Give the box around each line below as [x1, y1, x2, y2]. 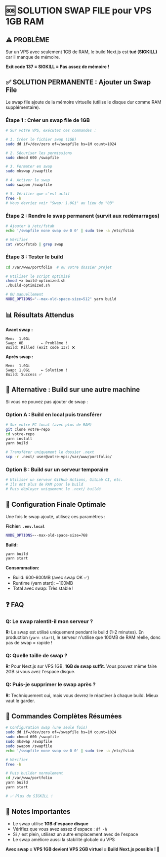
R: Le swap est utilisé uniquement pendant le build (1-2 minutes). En [5, 629, 144, 635]
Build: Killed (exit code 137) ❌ [5, 345, 75, 350]
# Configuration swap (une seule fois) [5, 725, 88, 730]
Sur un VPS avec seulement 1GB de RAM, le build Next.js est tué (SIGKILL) [5, 49, 158, 55]
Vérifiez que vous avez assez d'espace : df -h [12, 826, 108, 832]
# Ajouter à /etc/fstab [5, 224, 55, 229]
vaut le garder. [5, 698, 35, 703]
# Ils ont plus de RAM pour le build [5, 482, 83, 487]
